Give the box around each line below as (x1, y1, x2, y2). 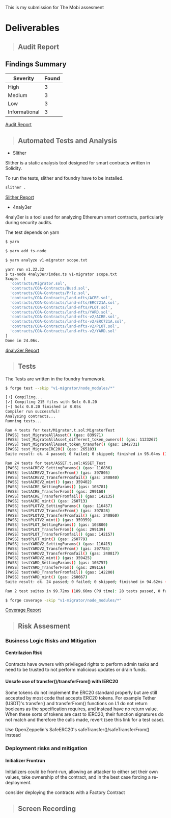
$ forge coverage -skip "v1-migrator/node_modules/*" (5, 597, 122, 603)
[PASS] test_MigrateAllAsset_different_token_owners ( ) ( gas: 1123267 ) (5, 437, 158, 442)
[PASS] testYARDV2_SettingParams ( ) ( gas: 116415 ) (5, 541, 113, 546)
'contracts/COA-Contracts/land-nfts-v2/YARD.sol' (10, 329, 117, 334)
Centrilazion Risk (5, 649, 42, 656)
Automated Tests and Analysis (17, 136, 118, 145)
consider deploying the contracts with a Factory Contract (5, 789, 125, 796)
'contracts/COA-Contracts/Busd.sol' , (10, 286, 90, 291)
